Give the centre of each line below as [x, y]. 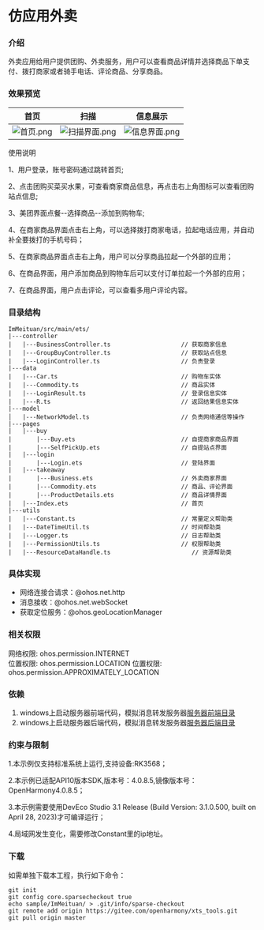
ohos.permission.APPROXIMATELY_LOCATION [84, 672]
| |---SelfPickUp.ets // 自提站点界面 [117, 448]
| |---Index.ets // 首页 [106, 504]
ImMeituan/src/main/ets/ [49, 329]
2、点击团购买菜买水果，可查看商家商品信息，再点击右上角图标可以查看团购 [131, 186]
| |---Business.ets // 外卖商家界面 [117, 479]
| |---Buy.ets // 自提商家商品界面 [123, 439]
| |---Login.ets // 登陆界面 [112, 463]
